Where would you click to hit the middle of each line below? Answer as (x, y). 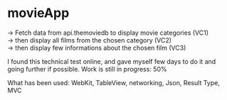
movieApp (38, 13)
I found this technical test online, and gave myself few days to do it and (112, 61)
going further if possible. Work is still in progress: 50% (87, 69)
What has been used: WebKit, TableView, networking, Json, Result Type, (114, 82)
